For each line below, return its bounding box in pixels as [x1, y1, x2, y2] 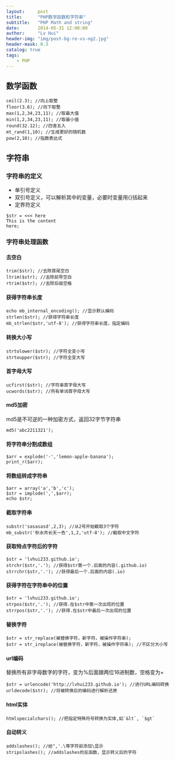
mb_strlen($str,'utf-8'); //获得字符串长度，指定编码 [6, 321, 130, 327]
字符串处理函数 [6, 237, 49, 246]
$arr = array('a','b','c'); [6, 485, 75, 491]
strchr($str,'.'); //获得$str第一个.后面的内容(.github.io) [6, 562, 147, 568]
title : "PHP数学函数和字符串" [6, 14, 86, 20]
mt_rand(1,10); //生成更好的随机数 [6, 129, 86, 135]
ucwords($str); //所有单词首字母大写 [6, 388, 90, 394]
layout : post [6, 8, 49, 15]
